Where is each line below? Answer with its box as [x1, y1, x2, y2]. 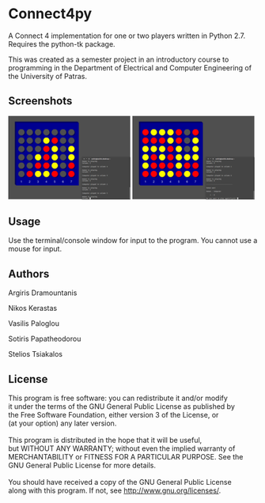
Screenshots [8, 94, 73, 108]
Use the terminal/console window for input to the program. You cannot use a [8, 236, 258, 245]
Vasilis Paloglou [8, 319, 59, 328]
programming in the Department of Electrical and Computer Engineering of [8, 62, 252, 72]
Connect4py [8, 5, 93, 23]
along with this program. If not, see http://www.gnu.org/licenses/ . [8, 486, 221, 495]
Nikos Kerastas [8, 304, 58, 313]
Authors [8, 267, 50, 281]
